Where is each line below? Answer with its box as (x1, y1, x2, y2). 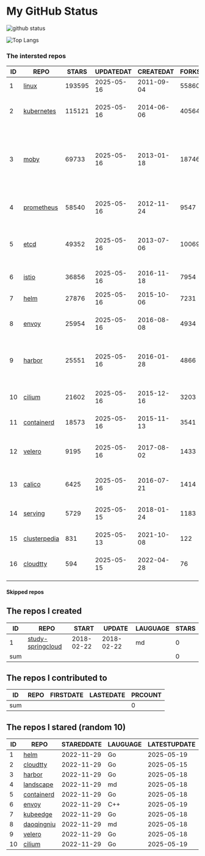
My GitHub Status (6, 4, 98, 18)
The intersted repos (6, 51, 67, 60)
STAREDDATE (61, 740, 103, 749)
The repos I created (6, 606, 82, 616)
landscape (23, 780, 54, 789)
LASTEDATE (89, 691, 126, 699)
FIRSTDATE (49, 691, 84, 699)
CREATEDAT (137, 67, 174, 76)
